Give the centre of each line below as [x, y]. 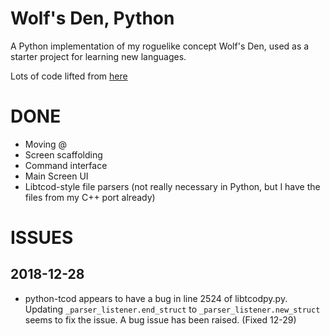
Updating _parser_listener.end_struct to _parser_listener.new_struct [172, 309]
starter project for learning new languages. [98, 56]
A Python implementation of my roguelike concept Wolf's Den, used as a [160, 46]
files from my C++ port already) [90, 197]
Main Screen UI [56, 176]
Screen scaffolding [63, 154]
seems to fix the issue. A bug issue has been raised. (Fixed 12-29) [160, 319]
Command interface [66, 165]
